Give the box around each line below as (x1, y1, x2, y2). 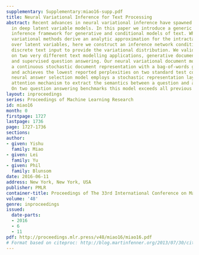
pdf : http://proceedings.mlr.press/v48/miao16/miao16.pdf (6, 234, 152, 240)
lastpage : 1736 (6, 119, 44, 125)
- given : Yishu (6, 140, 44, 147)
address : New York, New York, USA (6, 179, 92, 185)
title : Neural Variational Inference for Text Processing (6, 14, 152, 20)
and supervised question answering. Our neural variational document (11, 58, 187, 64)
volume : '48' (6, 196, 38, 202)
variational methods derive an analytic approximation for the (11, 36, 171, 42)
